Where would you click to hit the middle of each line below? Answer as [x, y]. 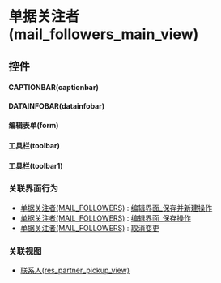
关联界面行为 [34, 189]
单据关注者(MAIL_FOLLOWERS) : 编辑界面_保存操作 [106, 218]
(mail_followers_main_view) [104, 34]
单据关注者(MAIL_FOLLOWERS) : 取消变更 [90, 228]
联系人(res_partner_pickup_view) [75, 270]
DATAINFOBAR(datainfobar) [57, 105]
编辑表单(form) [34, 126]
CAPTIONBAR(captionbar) [53, 88]
